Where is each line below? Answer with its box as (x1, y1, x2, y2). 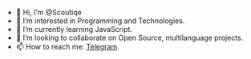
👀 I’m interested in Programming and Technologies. (15, 16, 185, 26)
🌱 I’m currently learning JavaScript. (15, 25, 133, 33)
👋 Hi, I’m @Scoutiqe (15, 8, 82, 17)
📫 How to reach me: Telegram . (15, 42, 120, 51)
